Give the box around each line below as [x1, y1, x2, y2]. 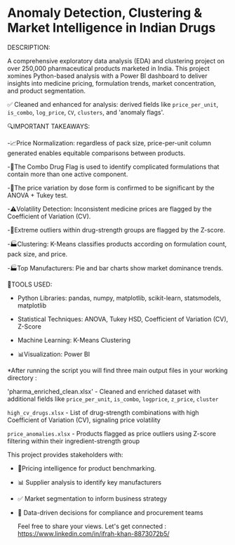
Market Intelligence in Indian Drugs [7, 20, 216, 36]
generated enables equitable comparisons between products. [7, 149, 186, 157]
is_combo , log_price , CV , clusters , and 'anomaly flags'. [7, 107, 165, 117]
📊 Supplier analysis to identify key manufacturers [17, 478, 162, 486]
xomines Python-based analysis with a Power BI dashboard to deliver [7, 72, 208, 80]
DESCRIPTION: [7, 43, 51, 51]
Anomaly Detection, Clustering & [7, 5, 203, 21]
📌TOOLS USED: [7, 280, 53, 289]
